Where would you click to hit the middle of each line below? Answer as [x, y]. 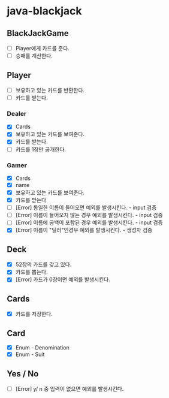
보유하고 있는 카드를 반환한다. [50, 90]
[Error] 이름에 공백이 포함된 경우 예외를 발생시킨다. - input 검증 [89, 222]
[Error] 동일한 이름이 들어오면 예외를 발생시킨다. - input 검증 [86, 207]
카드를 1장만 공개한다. [41, 149]
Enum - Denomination [42, 348]
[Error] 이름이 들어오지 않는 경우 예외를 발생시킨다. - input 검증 [89, 215]
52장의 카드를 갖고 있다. [43, 264]
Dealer [17, 113]
